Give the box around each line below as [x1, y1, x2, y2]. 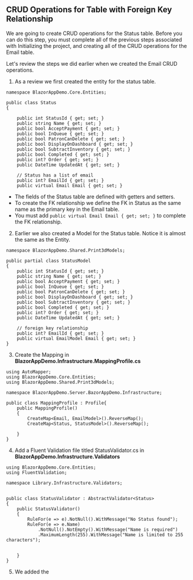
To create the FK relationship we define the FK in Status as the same [14, 199, 181, 206]
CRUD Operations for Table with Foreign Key [6, 5, 172, 15]
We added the [14, 568, 49, 575]
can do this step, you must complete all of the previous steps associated [6, 36, 182, 43]
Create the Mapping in [14, 351, 70, 358]
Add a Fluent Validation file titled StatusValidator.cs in [14, 447, 145, 454]
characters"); [6, 537, 41, 543]
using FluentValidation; [6, 469, 67, 476]
